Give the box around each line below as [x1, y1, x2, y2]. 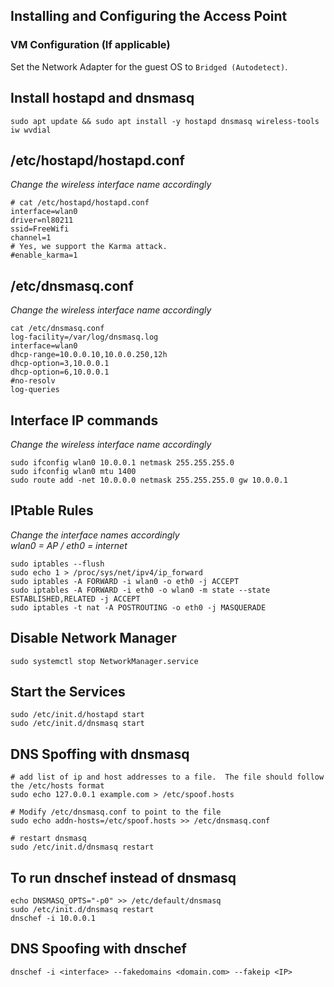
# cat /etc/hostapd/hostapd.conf [10, 198, 150, 208]
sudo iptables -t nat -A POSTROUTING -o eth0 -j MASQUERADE [10, 602, 267, 613]
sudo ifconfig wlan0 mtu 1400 [10, 466, 137, 476]
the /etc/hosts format [10, 781, 105, 791]
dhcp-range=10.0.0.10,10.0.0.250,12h [10, 350, 168, 360]
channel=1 [10, 233, 52, 243]
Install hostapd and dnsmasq [10, 90, 195, 107]
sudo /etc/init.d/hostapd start [10, 710, 145, 720]
